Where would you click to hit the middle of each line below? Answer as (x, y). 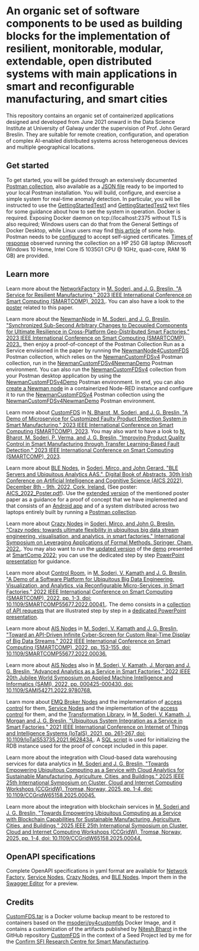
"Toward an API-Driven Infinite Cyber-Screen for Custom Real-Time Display (98, 634)
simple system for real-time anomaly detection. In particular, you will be (93, 199)
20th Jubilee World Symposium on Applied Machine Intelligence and (90, 678)
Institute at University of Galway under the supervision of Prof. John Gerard (98, 128)
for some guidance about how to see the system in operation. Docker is (93, 211)
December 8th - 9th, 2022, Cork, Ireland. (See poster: (72, 487)
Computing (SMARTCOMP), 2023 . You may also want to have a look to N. (96, 431)
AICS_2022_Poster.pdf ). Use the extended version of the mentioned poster (98, 493)
